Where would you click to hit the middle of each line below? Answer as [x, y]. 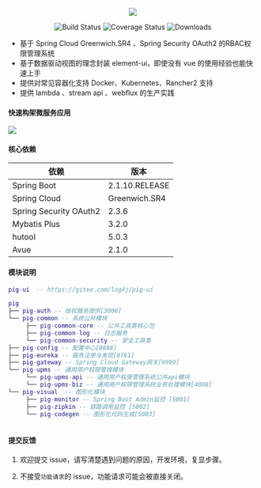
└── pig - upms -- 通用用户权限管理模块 [66, 370]
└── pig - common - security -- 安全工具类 [89, 340]
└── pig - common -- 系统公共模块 [58, 319]
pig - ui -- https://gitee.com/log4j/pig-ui [81, 289]
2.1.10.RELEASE [139, 186]
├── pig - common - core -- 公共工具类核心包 [90, 326]
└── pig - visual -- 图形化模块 [57, 392]
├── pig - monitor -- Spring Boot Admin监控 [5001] [108, 399]
